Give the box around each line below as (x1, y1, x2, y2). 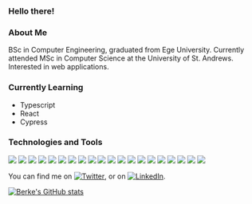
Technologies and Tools (8, 137, 103, 148)
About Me (8, 26, 48, 37)
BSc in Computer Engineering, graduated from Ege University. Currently (8, 45, 245, 55)
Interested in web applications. (8, 62, 109, 72)
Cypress (19, 117, 48, 127)
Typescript (19, 100, 56, 109)
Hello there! (8, 6, 55, 17)
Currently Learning (8, 82, 84, 93)
